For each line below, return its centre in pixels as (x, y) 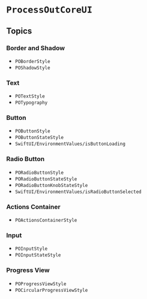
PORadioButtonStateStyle (46, 179)
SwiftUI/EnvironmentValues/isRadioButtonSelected (78, 192)
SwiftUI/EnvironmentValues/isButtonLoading (70, 144)
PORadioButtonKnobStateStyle (51, 185)
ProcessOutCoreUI (49, 10)
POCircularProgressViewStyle (51, 290)
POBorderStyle (32, 61)
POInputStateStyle (38, 255)
